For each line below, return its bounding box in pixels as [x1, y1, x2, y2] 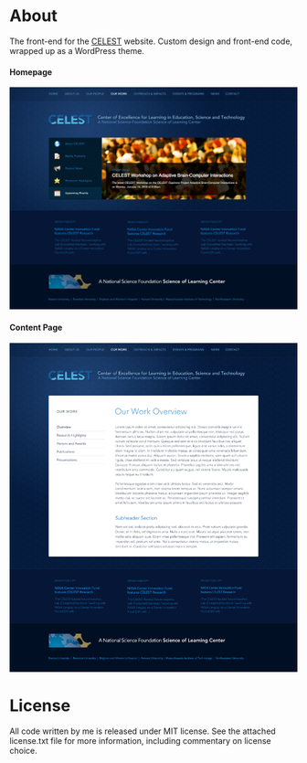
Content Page [9, 322, 63, 334]
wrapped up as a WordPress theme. [9, 45, 144, 56]
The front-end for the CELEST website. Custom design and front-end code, [9, 36, 293, 47]
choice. [9, 745, 38, 756]
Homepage [9, 66, 53, 78]
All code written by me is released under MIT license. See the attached [9, 726, 276, 737]
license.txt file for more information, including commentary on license [9, 735, 271, 746]
